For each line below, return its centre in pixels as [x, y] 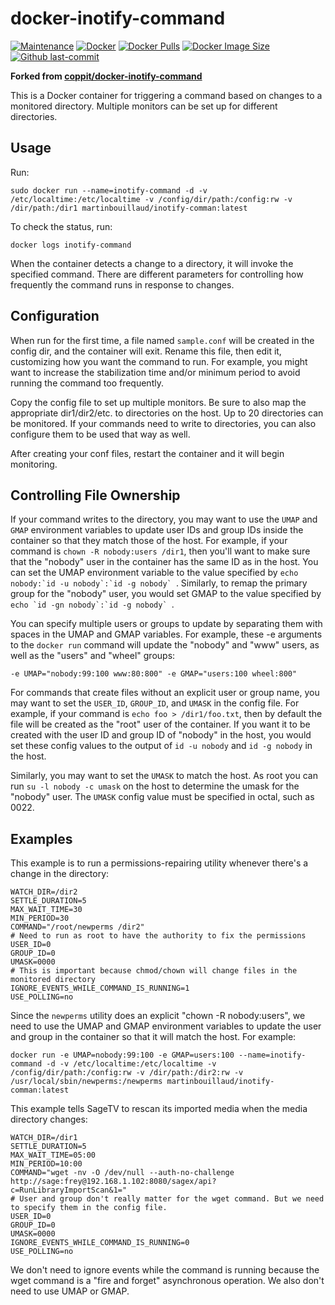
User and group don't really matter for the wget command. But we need [172, 1199]
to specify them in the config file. [89, 1208]
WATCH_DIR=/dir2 [44, 892]
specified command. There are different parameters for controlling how [157, 274]
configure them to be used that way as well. [100, 434]
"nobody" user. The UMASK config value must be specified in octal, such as [162, 797]
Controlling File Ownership [95, 495]
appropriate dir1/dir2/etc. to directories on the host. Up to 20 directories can [167, 413]
